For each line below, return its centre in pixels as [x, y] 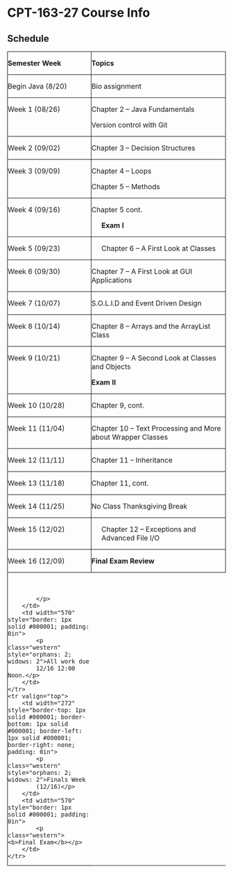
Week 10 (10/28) [36, 405]
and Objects [111, 367]
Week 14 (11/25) [36, 506]
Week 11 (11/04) [36, 428]
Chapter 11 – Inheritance [132, 460]
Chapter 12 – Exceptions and [149, 529]
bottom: [20, 724]
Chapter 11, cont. [120, 483]
